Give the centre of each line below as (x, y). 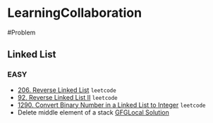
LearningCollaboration (75, 13)
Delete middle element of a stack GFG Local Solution (93, 112)
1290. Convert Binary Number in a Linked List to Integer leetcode (111, 105)
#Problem (22, 32)
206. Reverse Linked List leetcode (67, 90)
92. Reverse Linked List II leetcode (67, 97)
